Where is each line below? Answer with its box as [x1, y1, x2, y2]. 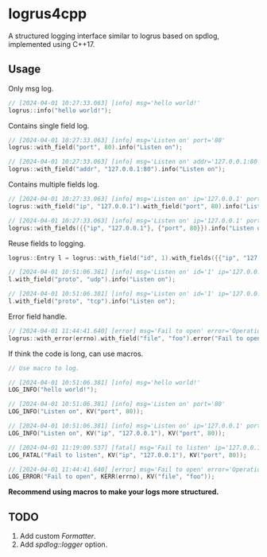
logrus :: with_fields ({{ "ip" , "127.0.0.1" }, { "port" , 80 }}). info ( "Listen [8, 224, 254, 232]
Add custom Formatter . [19, 532, 97, 541]
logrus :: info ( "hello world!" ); [8, 106, 112, 114]
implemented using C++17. [8, 39, 95, 48]
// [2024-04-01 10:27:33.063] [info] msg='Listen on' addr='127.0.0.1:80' [8, 158, 261, 166]
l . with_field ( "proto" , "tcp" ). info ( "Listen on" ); [8, 297, 176, 305]
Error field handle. [8, 311, 68, 321]
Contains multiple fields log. [8, 180, 99, 189]
